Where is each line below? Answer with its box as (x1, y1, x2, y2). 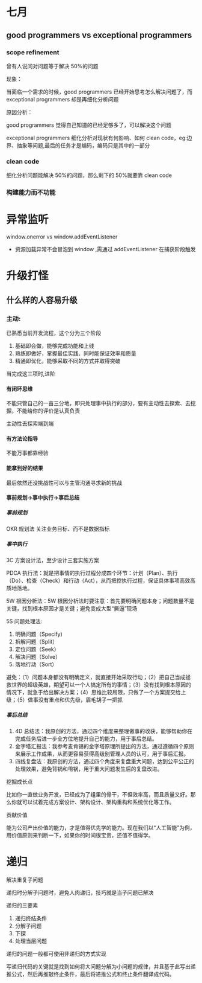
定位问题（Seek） (14, 645, 60, 653)
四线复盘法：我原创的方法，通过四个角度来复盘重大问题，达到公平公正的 (14, 758, 194, 765)
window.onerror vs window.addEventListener (6, 233, 118, 240)
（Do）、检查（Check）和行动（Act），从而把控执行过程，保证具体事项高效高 (6, 577, 196, 584)
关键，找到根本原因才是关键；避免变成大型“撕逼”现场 (6, 605, 138, 612)
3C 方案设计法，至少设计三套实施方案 (6, 557, 99, 564)
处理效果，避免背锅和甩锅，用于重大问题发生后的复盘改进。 (14, 765, 163, 773)
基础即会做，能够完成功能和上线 (14, 342, 94, 349)
